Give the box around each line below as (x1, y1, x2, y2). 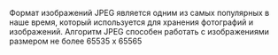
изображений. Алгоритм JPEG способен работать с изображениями (9, 27, 270, 36)
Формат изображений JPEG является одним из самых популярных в (9, 8, 270, 18)
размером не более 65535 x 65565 (9, 35, 143, 46)
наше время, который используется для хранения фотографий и (9, 17, 254, 27)
